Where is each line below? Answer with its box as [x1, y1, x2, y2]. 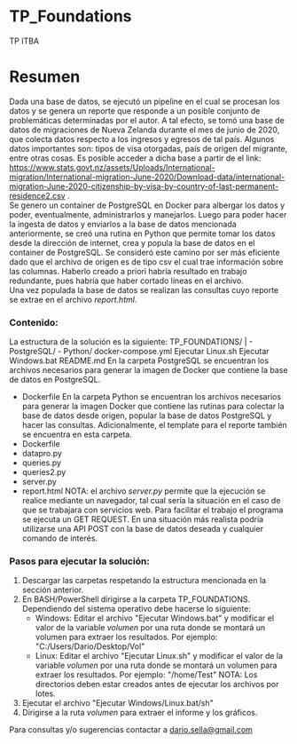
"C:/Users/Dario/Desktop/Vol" [35, 641, 145, 652]
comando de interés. [21, 533, 98, 543]
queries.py [21, 457, 62, 468]
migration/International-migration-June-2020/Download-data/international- [9, 171, 285, 182]
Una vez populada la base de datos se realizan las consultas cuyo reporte [9, 284, 279, 295]
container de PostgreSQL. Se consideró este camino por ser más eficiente [9, 247, 280, 257]
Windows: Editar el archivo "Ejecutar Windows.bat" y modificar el [35, 613, 275, 623]
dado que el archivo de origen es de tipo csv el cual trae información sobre [9, 256, 284, 267]
